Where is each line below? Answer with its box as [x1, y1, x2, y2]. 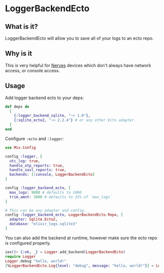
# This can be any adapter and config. [5, 208, 86, 213]
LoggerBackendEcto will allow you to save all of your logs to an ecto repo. [5, 35, 154, 41]
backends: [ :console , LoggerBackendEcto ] [9, 172, 95, 177]
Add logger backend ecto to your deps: [5, 95, 84, 101]
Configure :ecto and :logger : [5, 135, 64, 142]
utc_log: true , [9, 158, 41, 164]
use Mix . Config [5, 145, 36, 150]
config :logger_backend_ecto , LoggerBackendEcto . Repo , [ [5, 212, 123, 217]
